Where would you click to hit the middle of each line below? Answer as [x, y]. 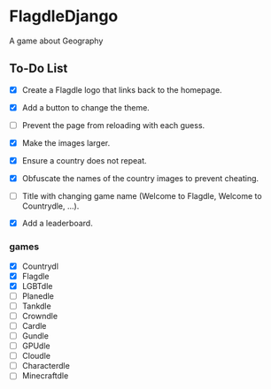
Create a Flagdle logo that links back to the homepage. [122, 89]
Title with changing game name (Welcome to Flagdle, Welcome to [142, 196]
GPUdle [36, 346]
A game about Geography [56, 41]
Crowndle [40, 316]
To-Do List [39, 69]
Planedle [38, 296]
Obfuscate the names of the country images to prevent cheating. [140, 179]
